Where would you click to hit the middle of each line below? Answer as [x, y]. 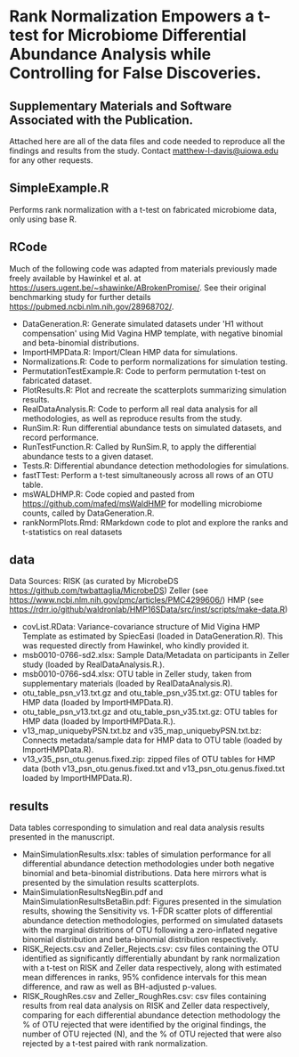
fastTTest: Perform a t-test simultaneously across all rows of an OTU [148, 475]
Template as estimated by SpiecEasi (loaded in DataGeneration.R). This [152, 636]
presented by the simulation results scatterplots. [111, 882]
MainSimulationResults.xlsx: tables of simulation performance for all [146, 854]
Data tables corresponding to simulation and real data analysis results [137, 828]
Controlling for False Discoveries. [135, 73]
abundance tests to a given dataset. [88, 456]
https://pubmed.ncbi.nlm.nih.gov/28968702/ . [92, 306]
